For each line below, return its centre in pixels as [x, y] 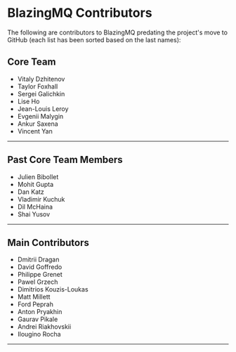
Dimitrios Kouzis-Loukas [53, 289]
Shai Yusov [34, 214]
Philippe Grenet [40, 275]
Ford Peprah [35, 304]
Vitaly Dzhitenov [41, 79]
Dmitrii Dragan [38, 260]
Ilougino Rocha [39, 334]
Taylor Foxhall [38, 86]
